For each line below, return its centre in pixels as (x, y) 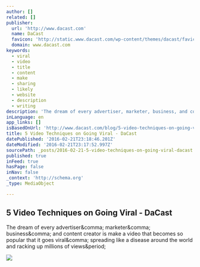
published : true (26, 156)
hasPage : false (25, 167)
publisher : (20, 23)
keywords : (18, 51)
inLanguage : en (25, 117)
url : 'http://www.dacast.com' (49, 28)
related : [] (21, 17)
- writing (24, 106)
